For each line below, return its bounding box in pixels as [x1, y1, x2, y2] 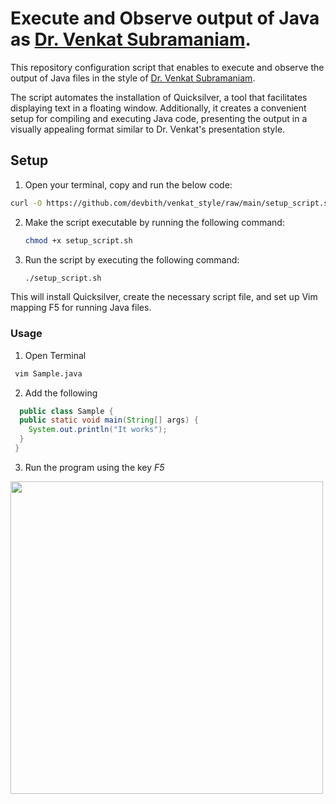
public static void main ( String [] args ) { [19, 415, 199, 426]
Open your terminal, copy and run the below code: [24, 178, 233, 191]
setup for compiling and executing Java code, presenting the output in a [10, 112, 308, 124]
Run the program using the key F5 [24, 461, 165, 473]
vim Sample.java [14, 368, 83, 379]
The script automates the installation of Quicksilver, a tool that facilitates [10, 91, 308, 103]
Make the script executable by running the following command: [24, 216, 285, 228]
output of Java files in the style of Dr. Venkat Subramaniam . [10, 72, 256, 84]
